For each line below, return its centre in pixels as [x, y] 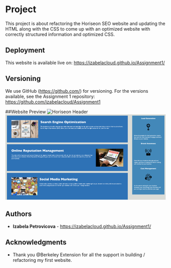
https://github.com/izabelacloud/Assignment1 [53, 102]
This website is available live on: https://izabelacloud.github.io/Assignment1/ [85, 63]
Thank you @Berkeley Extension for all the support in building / [79, 254]
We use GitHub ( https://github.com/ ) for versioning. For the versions [77, 91]
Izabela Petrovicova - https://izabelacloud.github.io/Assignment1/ [82, 226]
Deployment [25, 50]
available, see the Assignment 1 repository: [50, 96]
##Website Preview [26, 112]
